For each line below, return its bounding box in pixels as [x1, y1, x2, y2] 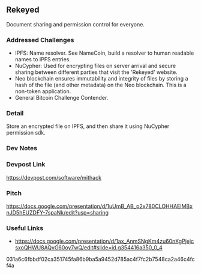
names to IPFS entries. [14, 56, 71, 63]
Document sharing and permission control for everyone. [6, 20, 145, 28]
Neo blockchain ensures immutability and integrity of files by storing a [14, 75, 188, 82]
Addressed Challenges [6, 35, 74, 44]
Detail [6, 109, 24, 118]
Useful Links [6, 224, 44, 232]
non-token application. [14, 88, 71, 95]
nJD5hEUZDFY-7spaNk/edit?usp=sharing [6, 209, 109, 216]
